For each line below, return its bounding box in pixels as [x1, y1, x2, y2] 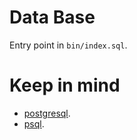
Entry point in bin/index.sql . [9, 39, 128, 51]
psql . [23, 117, 45, 130]
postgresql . [23, 107, 71, 119]
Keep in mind [9, 74, 121, 97]
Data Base [9, 6, 96, 29]
